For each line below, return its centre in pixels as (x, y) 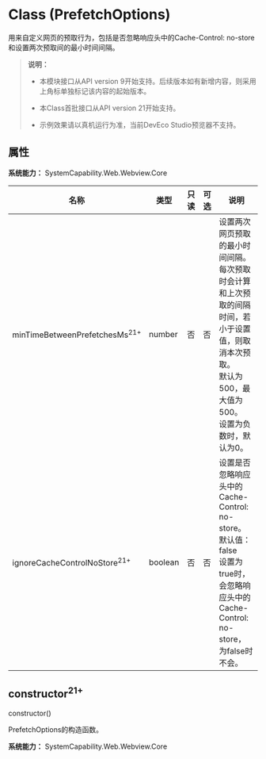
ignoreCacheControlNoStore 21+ (72, 562)
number (163, 334)
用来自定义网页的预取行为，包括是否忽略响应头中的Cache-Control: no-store (131, 37)
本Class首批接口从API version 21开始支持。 (110, 108)
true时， (234, 573)
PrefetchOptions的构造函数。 (56, 729)
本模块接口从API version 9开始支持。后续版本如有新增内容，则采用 (148, 81)
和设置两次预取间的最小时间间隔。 (64, 47)
